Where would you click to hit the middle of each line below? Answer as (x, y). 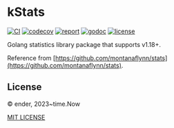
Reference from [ (31, 58)
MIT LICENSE (26, 117)
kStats (26, 12)
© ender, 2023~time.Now (44, 104)
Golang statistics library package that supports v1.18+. (84, 44)
